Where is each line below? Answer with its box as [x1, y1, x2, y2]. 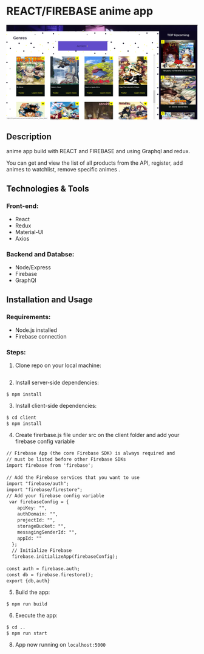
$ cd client [6, 415, 36, 421]
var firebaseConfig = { [8, 499, 69, 505]
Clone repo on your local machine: [15, 362, 101, 369]
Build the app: [15, 588, 50, 596]
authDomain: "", [17, 511, 59, 517]
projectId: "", [17, 517, 56, 523]
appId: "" [17, 535, 42, 542]
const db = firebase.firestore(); [6, 572, 94, 578]
